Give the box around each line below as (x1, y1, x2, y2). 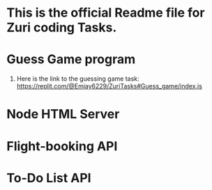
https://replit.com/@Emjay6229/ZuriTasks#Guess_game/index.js (16, 82, 203, 90)
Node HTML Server (6, 106, 120, 122)
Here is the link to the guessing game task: (16, 74, 140, 83)
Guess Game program (6, 52, 136, 68)
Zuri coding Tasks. (6, 19, 117, 35)
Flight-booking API (6, 138, 118, 154)
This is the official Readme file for (6, 5, 205, 21)
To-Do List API (6, 170, 91, 186)
